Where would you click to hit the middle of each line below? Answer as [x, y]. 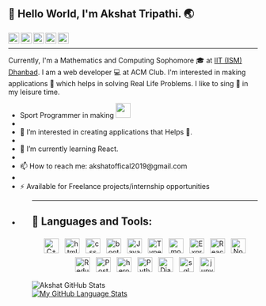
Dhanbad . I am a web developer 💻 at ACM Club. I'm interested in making [127, 72]
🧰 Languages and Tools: [92, 222]
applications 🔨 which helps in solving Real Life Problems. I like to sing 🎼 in [128, 83]
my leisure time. [34, 92]
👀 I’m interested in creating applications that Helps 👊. [106, 132]
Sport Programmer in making [67, 115]
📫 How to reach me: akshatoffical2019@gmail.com [103, 166]
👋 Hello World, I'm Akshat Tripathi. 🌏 [101, 14]
